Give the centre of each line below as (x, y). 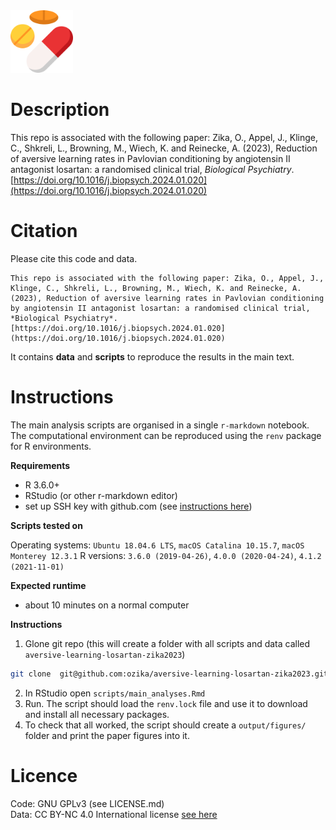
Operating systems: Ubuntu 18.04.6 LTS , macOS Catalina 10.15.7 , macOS (157, 545)
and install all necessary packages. (97, 714)
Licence (44, 775)
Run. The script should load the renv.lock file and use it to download (166, 703)
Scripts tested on (46, 525)
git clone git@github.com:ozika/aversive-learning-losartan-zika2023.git (169, 674)
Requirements (40, 465)
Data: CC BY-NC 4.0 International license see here (114, 814)
